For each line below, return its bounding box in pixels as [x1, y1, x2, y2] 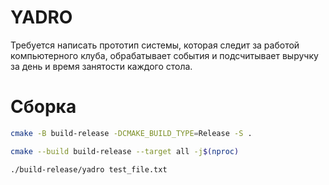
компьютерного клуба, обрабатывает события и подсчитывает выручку [10, 49, 319, 61]
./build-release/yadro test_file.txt [10, 164, 168, 175]
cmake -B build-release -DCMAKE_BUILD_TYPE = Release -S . [10, 128, 253, 138]
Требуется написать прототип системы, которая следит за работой [10, 39, 300, 51]
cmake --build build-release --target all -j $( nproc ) [10, 146, 240, 156]
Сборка [10, 96, 77, 118]
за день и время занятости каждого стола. [10, 60, 193, 72]
